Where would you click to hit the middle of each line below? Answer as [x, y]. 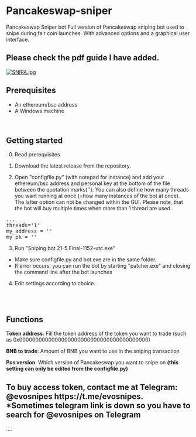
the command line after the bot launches [63, 272]
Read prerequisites [37, 155]
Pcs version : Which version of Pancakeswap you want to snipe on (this [92, 363]
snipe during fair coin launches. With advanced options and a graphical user [98, 33]
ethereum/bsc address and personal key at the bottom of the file [92, 183]
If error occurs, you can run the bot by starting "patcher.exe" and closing [102, 266]
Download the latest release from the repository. [73, 166]
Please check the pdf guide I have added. [83, 58]
